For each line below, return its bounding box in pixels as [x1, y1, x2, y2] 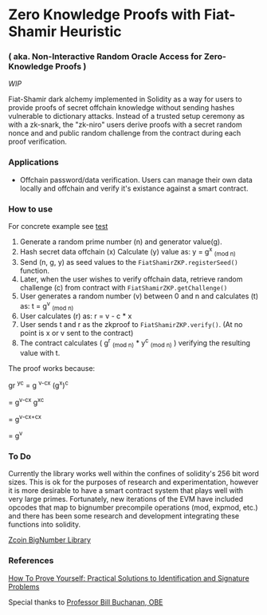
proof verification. [8, 137, 68, 147]
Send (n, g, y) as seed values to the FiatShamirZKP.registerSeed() [19, 257, 238, 266]
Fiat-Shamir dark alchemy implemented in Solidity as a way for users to [8, 94, 242, 104]
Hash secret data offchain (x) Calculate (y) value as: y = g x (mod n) [19, 246, 237, 258]
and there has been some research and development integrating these [8, 511, 240, 521]
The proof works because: [8, 364, 96, 373]
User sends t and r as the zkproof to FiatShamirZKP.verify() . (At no [19, 319, 243, 329]
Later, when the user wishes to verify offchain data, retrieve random [19, 274, 243, 284]
